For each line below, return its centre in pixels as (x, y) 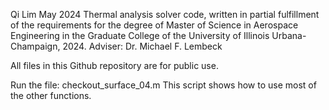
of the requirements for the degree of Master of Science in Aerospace (154, 25)
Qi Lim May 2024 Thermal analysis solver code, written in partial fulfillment (165, 14)
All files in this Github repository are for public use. (114, 65)
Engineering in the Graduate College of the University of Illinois (140, 35)
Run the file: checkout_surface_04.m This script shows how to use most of (163, 85)
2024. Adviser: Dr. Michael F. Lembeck (142, 46)
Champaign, (35, 46)
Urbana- (289, 35)
